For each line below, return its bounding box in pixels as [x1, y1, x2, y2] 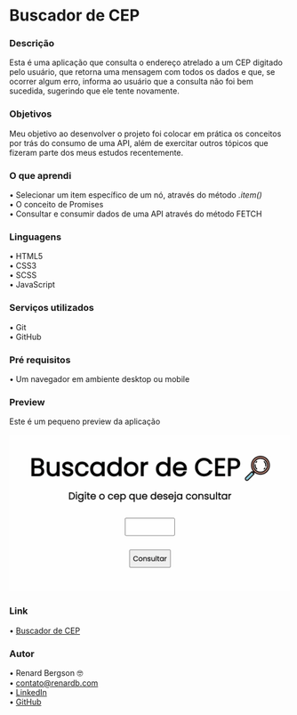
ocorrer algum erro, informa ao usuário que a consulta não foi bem [9, 77, 253, 87]
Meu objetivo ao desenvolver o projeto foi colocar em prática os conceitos [9, 128, 282, 139]
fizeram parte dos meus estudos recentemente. [9, 147, 184, 158]
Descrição [9, 37, 55, 50]
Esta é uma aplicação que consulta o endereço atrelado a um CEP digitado [9, 57, 283, 68]
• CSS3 [9, 260, 37, 272]
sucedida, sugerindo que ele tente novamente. [9, 85, 180, 96]
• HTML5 [9, 251, 44, 262]
